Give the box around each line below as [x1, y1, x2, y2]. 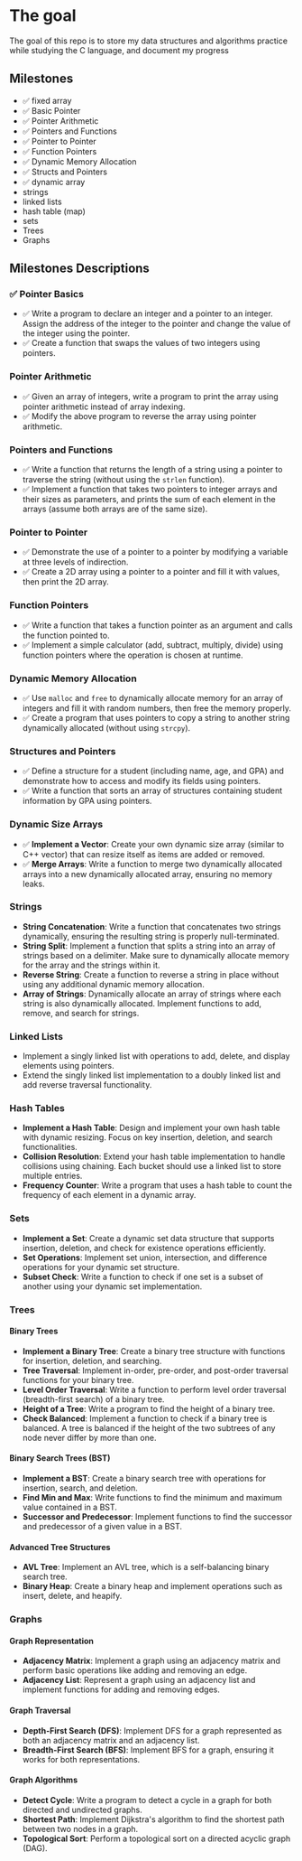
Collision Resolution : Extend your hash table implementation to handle [22, 1151, 286, 1162]
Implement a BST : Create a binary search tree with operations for [22, 1473, 266, 1484]
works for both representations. [22, 1753, 141, 1764]
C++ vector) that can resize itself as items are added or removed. [22, 848, 266, 859]
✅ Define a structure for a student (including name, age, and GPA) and [22, 765, 284, 777]
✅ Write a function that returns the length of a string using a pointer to [22, 464, 283, 475]
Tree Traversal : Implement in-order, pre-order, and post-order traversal [22, 1365, 288, 1376]
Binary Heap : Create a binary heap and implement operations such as [22, 1581, 283, 1592]
